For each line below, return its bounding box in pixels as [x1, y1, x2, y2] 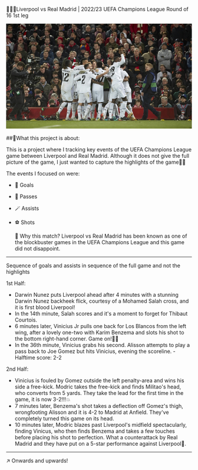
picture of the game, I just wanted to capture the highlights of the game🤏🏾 [6, 158, 186, 166]
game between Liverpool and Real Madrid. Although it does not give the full [6, 152, 190, 159]
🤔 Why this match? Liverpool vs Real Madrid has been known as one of [14, 232, 187, 239]
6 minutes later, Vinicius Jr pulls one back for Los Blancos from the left [14, 322, 187, 329]
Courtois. [14, 316, 37, 323]
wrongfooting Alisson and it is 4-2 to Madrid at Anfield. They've [14, 409, 169, 416]
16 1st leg [6, 12, 29, 19]
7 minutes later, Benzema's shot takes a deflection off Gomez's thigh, [14, 402, 184, 409]
